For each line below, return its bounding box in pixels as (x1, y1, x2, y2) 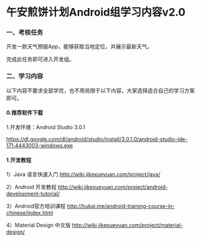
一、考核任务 (6, 28, 44, 36)
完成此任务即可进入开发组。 (6, 56, 75, 63)
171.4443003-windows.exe (6, 142, 73, 149)
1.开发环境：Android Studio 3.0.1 (6, 123, 86, 130)
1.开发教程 (6, 156, 32, 163)
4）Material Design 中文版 (6, 222, 71, 229)
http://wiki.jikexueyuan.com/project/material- (71, 222, 184, 229)
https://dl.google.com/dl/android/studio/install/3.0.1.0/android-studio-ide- (6, 135, 188, 142)
